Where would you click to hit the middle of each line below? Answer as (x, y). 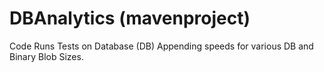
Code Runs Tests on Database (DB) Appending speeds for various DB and (161, 46)
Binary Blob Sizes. (46, 56)
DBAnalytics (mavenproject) (130, 18)
